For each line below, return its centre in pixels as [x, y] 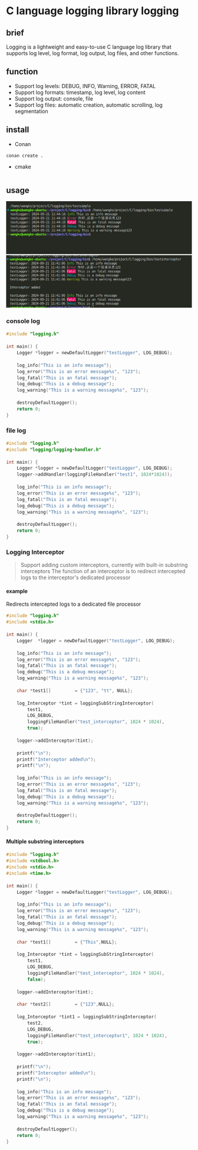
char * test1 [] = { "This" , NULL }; [67, 942]
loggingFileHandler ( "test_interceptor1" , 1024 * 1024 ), [97, 1036]
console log [23, 321]
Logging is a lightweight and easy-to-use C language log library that [89, 47]
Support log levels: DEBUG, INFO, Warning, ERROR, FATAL [85, 86]
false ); [37, 979]
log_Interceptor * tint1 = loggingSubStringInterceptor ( [87, 1017]
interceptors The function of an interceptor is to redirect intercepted [103, 571]
